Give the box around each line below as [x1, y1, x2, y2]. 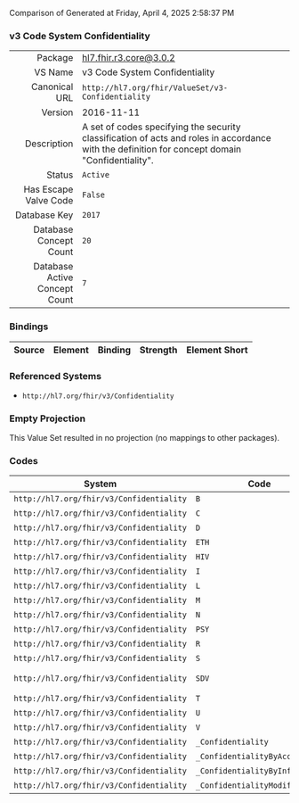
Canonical [30, 80, 74, 93]
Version [41, 106, 74, 119]
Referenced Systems [9, 369, 102, 382]
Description [25, 137, 74, 150]
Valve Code [25, 195, 74, 207]
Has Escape [23, 183, 74, 195]
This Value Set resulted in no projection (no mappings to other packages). [9, 433, 280, 443]
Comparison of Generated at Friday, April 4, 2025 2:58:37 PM [9, 8, 235, 18]
